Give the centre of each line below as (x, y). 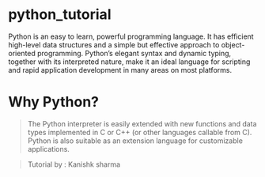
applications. (48, 149)
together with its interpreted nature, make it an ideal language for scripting (129, 62)
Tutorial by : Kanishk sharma (74, 164)
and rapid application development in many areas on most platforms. (120, 70)
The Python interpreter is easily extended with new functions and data (142, 123)
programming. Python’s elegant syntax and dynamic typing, (134, 53)
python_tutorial (60, 15)
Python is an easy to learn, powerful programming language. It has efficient (131, 36)
